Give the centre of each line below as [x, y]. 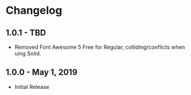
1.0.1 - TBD [26, 33]
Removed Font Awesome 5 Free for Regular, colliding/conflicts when [100, 47]
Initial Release [32, 87]
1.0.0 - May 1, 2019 [42, 72]
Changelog [34, 11]
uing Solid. [28, 54]
